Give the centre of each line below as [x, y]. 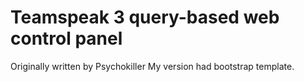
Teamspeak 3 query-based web [145, 17]
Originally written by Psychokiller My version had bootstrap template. [152, 66]
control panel [66, 38]
